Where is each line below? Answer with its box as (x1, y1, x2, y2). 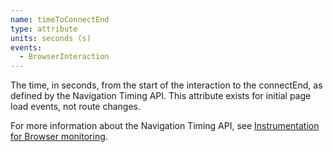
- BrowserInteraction (19, 52, 110, 62)
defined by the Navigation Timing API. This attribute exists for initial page (10, 90, 312, 102)
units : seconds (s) (10, 33, 92, 43)
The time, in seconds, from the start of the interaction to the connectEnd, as (10, 79, 323, 91)
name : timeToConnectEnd (10, 14, 110, 25)
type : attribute (10, 24, 78, 34)
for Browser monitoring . (10, 131, 108, 143)
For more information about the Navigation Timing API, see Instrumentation (10, 120, 320, 132)
